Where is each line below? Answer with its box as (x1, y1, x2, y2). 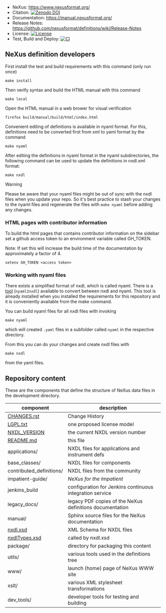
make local (5, 96, 28, 101)
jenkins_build (7, 486, 38, 493)
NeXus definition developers (5, 50, 95, 59)
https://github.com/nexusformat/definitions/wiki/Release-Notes (12, 25, 142, 31)
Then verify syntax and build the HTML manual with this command (5, 87, 141, 93)
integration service (67, 490, 112, 497)
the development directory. (5, 393, 60, 399)
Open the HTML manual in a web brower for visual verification (5, 105, 132, 111)
